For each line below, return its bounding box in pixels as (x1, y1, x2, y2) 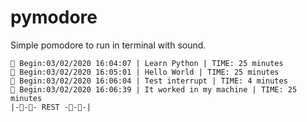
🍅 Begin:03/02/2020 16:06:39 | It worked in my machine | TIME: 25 (10, 84, 298, 95)
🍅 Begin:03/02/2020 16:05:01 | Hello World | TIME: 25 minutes (10, 67, 280, 77)
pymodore (10, 6, 98, 29)
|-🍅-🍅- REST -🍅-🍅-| (10, 102, 92, 112)
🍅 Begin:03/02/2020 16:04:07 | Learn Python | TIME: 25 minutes (10, 58, 284, 68)
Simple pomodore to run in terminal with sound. (10, 39, 207, 51)
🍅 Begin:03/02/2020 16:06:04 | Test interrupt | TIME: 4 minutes (10, 76, 288, 86)
